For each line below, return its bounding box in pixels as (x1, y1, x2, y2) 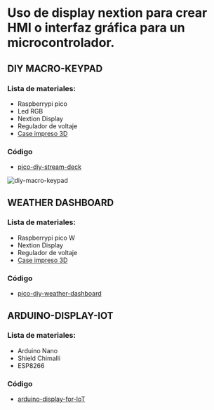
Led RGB (17, 107, 44, 115)
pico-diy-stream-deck (17, 163, 82, 171)
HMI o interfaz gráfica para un (7, 20, 185, 36)
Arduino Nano (17, 346, 58, 355)
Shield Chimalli (17, 354, 61, 362)
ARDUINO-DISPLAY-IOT (7, 310, 114, 322)
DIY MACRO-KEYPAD (7, 62, 103, 74)
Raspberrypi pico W (17, 233, 76, 242)
